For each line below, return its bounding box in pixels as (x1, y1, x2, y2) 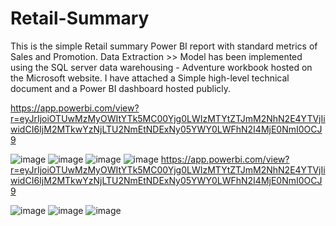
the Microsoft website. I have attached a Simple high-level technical (10, 72, 290, 84)
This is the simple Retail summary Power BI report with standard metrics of (10, 40, 318, 52)
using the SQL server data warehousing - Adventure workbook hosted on (10, 61, 313, 73)
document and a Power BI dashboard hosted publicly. (10, 82, 232, 94)
